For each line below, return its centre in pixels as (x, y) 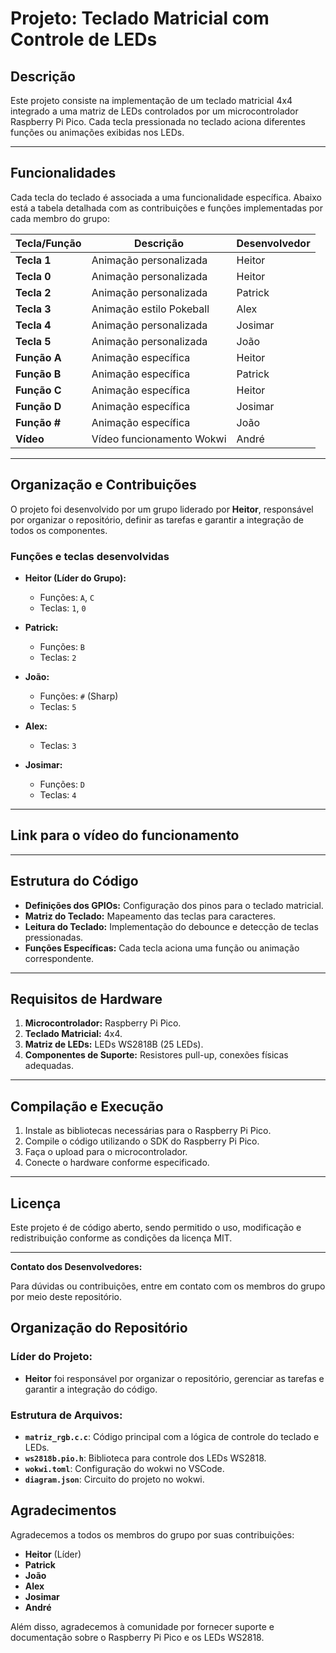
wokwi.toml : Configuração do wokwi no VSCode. (124, 1468)
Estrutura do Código (74, 881)
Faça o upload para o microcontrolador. (106, 1152)
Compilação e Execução (87, 1106)
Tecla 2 (33, 292)
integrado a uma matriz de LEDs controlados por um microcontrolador (154, 111)
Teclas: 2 (58, 657)
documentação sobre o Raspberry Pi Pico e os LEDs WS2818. (137, 1637)
